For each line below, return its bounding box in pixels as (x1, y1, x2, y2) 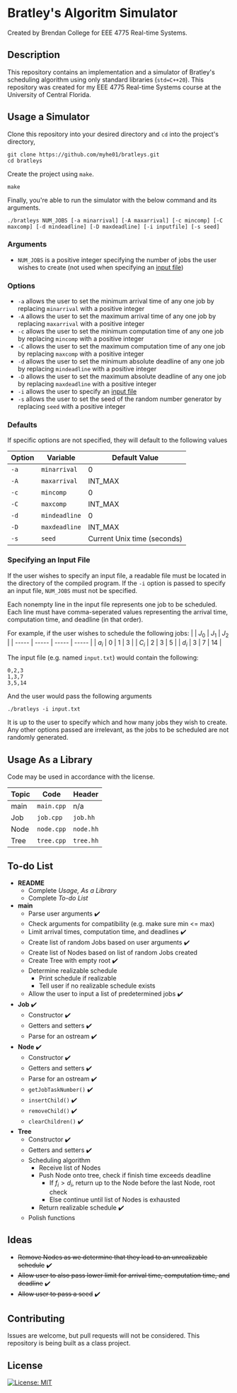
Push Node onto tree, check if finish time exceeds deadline (38, 1171, 211, 1179)
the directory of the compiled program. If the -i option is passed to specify (7, 579, 226, 587)
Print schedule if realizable (38, 974, 117, 982)
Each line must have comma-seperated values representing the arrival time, (7, 607, 229, 616)
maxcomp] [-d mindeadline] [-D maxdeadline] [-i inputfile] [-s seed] (7, 223, 220, 230)
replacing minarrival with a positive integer (17, 305, 145, 313)
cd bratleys (7, 157, 42, 164)
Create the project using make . (7, 169, 94, 178)
